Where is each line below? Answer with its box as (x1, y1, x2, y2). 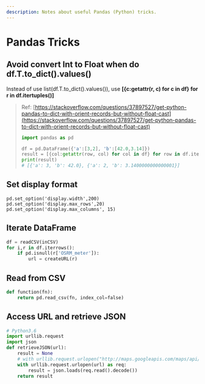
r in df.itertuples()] (6, 91, 54, 99)
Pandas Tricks (6, 35, 81, 49)
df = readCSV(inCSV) (6, 239, 59, 245)
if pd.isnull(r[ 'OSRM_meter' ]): (17, 251, 99, 257)
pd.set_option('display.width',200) (6, 196, 99, 202)
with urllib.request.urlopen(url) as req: (17, 361, 127, 368)
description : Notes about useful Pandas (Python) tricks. (6, 9, 157, 15)
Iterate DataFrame (6, 223, 77, 233)
